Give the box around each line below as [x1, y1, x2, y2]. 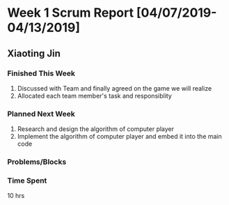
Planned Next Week [7, 109, 75, 119]
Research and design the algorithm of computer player [17, 125, 175, 133]
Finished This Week [7, 68, 75, 78]
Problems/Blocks [7, 157, 67, 167]
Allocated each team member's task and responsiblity [17, 91, 172, 100]
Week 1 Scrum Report [7, 5, 134, 21]
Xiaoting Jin [7, 47, 61, 59]
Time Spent [7, 176, 47, 185]
